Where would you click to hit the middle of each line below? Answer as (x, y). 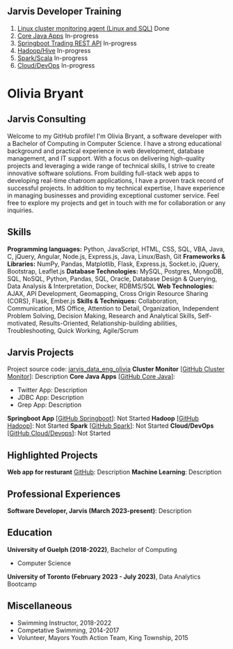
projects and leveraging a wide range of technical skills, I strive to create (111, 165)
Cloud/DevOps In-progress (56, 65)
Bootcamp (22, 584)
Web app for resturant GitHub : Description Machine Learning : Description (114, 472)
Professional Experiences (64, 494)
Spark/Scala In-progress (53, 58)
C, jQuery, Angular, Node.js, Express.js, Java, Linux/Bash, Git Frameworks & (116, 256)
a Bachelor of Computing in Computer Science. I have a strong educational (114, 143)
